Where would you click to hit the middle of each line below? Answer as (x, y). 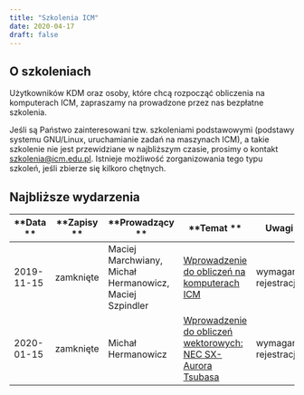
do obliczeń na (214, 271)
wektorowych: (213, 343)
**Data (30, 222)
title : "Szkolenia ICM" (54, 18)
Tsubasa (201, 377)
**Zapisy (77, 222)
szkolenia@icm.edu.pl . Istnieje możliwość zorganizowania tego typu (136, 159)
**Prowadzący (141, 222)
